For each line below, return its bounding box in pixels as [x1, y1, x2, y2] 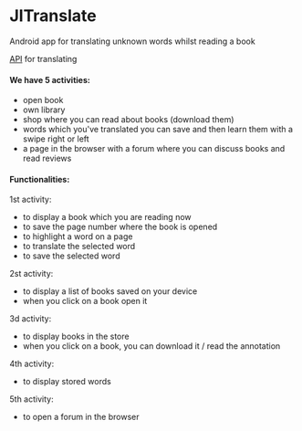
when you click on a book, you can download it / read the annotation [22, 341, 281, 352]
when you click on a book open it [22, 296, 148, 307]
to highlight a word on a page [22, 231, 133, 242]
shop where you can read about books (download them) [22, 114, 234, 125]
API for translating [9, 53, 78, 64]
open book [22, 95, 64, 106]
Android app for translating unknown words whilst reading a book [9, 36, 255, 47]
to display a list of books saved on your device [22, 286, 198, 297]
